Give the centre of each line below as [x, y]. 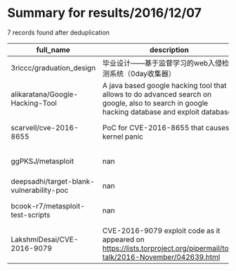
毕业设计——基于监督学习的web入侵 [162, 63]
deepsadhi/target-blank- [53, 181]
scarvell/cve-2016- [45, 127]
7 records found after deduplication [59, 32]
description [170, 49]
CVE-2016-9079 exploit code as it [161, 230]
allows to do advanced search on [157, 94]
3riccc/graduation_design [53, 68]
